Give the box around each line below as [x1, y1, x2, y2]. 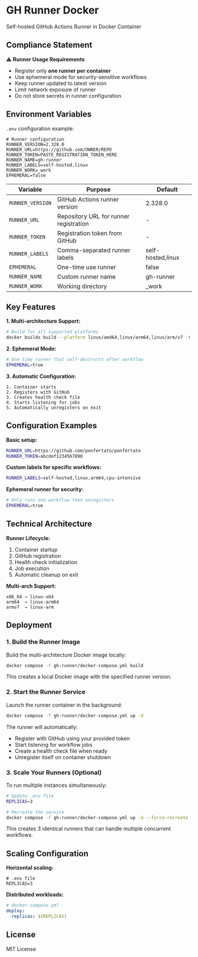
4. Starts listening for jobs [6, 399, 81, 405]
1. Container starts [6, 384, 57, 390]
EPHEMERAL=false [6, 172, 46, 178]
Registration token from [57, 229, 123, 237]
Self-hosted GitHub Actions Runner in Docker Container [6, 23, 141, 30]
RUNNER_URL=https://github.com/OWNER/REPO [6, 147, 112, 153]
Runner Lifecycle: [6, 534, 51, 542]
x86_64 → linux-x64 [6, 594, 54, 600]
